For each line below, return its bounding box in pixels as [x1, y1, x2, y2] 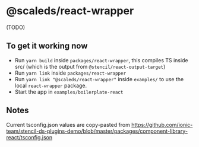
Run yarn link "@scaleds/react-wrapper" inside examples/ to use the [14, 75, 184, 82]
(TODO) [6, 24, 26, 31]
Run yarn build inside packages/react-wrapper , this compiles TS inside [14, 56, 188, 63]
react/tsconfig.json [6, 133, 52, 140]
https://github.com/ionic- [131, 121, 193, 128]
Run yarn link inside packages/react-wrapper [14, 69, 127, 76]
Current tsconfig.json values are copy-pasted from [6, 121, 131, 128]
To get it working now [6, 41, 88, 51]
